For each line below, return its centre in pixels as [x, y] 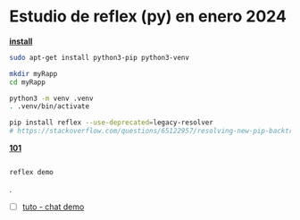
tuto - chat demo [53, 207]
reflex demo [31, 173]
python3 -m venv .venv [51, 98]
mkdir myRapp [33, 73]
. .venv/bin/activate [50, 106]
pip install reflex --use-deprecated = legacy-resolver [112, 123]
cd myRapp [28, 82]
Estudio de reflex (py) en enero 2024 [148, 17]
